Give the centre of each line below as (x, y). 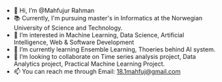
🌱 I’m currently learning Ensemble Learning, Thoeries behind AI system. (114, 49)
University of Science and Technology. (68, 28)
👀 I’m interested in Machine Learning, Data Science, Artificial (99, 35)
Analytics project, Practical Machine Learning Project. (89, 64)
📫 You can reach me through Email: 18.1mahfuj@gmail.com (97, 71)
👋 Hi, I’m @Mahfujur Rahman (54, 11)
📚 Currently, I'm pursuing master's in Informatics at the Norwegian (108, 18)
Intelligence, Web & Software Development (74, 42)
